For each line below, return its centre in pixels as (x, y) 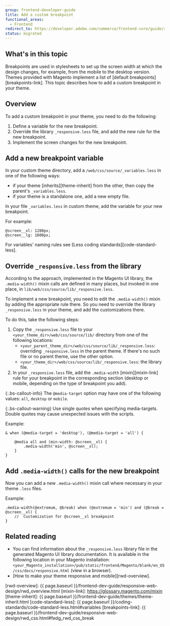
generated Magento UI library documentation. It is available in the (81, 554)
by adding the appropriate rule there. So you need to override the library (80, 304)
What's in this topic (37, 54)
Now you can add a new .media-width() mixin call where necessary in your (84, 483)
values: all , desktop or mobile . (37, 399)
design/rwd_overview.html (33, 591)
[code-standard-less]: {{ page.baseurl (70, 602)
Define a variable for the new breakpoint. (55, 126)
